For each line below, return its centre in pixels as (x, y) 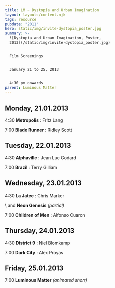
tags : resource (21, 19)
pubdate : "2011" (22, 24)
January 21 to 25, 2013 (34, 69)
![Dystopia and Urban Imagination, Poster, (55, 38)
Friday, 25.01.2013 (34, 268)
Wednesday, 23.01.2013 (44, 183)
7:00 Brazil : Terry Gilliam (31, 167)
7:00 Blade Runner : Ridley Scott (39, 130)
